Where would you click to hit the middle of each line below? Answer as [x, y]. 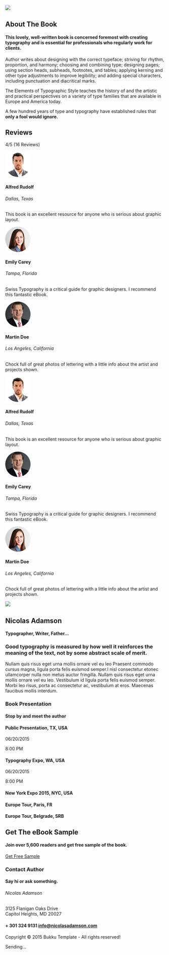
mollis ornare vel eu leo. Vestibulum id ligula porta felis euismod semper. [80, 680]
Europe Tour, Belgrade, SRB [35, 816]
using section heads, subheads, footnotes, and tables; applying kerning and [84, 70]
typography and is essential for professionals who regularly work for [79, 43]
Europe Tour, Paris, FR [29, 805]
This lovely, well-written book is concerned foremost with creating [76, 37]
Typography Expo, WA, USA [35, 760]
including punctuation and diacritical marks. [51, 81]
